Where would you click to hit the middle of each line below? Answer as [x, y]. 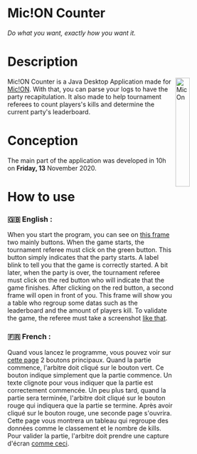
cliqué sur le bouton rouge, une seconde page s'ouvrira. [90, 413]
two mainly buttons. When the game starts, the [76, 242]
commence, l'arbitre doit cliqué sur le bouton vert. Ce [86, 367]
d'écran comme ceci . [38, 443]
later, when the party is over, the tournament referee [84, 273]
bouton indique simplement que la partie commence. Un [90, 375]
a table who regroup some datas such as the [73, 303]
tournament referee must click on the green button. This [90, 250]
